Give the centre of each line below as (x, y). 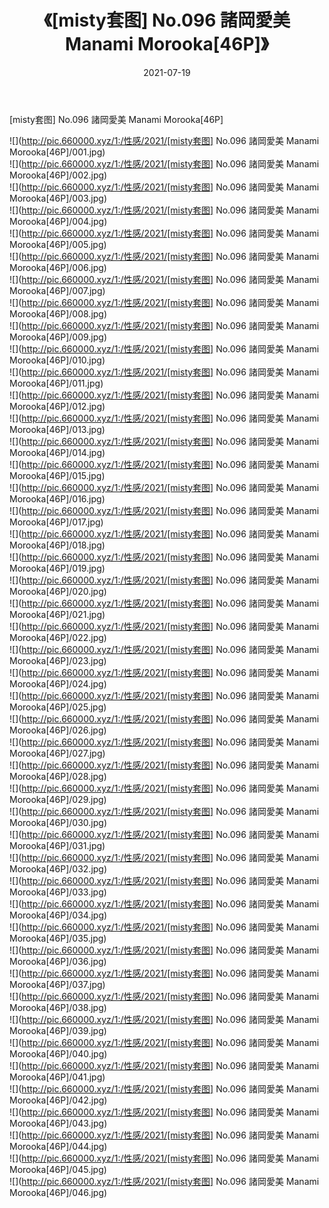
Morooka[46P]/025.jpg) (58, 707)
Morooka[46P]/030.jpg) (58, 822)
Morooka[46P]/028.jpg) (58, 776)
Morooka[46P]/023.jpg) (58, 660)
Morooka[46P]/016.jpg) (57, 498)
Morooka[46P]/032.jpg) (58, 868)
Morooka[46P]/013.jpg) (57, 429)
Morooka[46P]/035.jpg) (58, 938)
